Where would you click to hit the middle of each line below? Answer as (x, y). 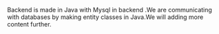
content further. (29, 24)
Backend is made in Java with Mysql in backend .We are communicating (109, 10)
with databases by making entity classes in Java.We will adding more (105, 17)
